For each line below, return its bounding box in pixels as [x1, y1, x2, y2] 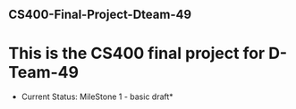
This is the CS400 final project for [8, 43, 266, 63]
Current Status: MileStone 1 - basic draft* [21, 91, 173, 102]
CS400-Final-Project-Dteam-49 [8, 7, 192, 22]
